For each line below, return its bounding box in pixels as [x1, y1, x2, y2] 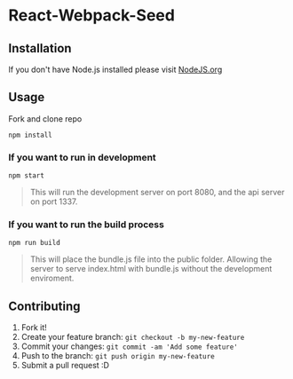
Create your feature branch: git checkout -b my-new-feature [20, 332, 245, 343]
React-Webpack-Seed [8, 5, 175, 26]
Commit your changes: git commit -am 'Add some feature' [20, 341, 239, 351]
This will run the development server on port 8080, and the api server [29, 187, 285, 198]
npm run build [8, 239, 61, 248]
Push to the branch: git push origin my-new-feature [20, 351, 215, 361]
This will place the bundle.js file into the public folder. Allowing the [29, 254, 273, 265]
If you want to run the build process [8, 218, 165, 231]
